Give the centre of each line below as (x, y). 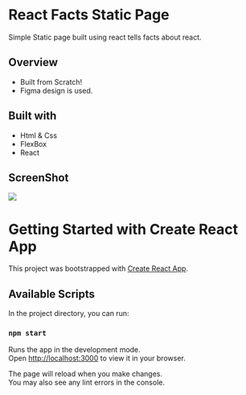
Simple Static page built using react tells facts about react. (105, 37)
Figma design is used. (56, 90)
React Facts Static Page (89, 15)
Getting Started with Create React (123, 229)
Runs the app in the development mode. (74, 350)
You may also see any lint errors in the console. (86, 383)
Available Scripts (51, 294)
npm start (27, 333)
